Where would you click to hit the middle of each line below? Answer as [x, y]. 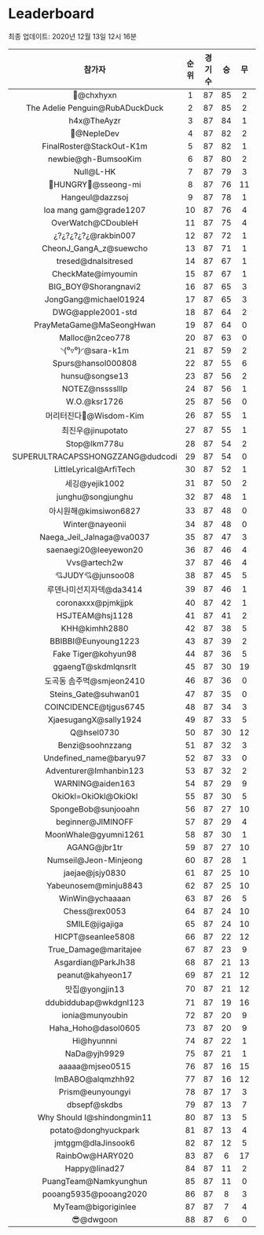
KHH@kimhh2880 [95, 628]
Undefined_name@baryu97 [95, 757]
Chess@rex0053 [95, 911]
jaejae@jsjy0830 [95, 873]
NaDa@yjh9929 [95, 1054]
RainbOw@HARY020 [95, 1156]
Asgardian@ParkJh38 [95, 962]
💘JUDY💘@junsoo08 [95, 575]
